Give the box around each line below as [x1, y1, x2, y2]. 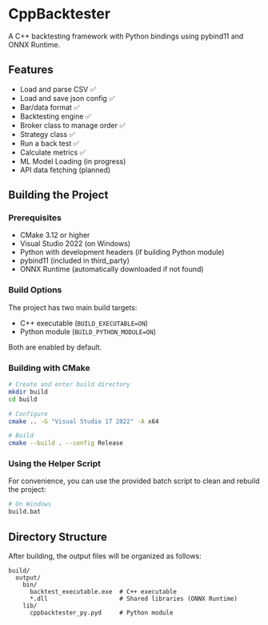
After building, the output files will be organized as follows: [8, 551, 202, 561]
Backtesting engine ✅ [19, 111, 92, 121]
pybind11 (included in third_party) [19, 256, 130, 265]
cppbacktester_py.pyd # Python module [29, 609, 174, 617]
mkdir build [8, 388, 48, 396]
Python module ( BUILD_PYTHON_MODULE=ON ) [19, 326, 156, 337]
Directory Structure [8, 530, 108, 543]
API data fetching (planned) [19, 165, 111, 175]
